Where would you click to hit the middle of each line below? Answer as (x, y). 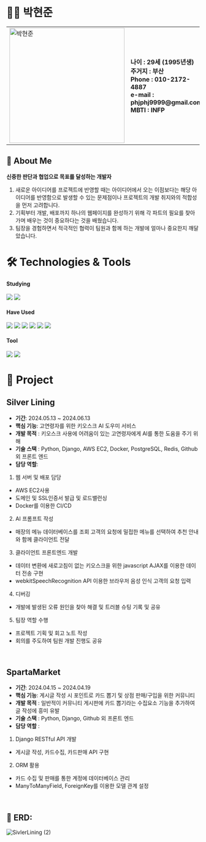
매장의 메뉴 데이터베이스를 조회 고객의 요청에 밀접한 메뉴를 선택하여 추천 (101, 531)
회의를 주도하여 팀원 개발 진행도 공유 (59, 641)
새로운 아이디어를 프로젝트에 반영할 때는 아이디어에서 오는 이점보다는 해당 (103, 189)
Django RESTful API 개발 (46, 739)
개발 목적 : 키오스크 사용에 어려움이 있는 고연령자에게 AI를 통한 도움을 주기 (103, 433)
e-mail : (143, 95)
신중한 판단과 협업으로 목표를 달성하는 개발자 (59, 176)
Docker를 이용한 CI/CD (43, 505)
